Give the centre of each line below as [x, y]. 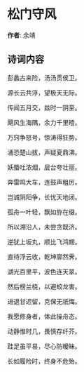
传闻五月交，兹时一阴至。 [44, 107]
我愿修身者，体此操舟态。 [44, 316]
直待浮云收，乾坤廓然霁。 [44, 256]
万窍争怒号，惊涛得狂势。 [44, 137]
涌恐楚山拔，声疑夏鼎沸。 [44, 152]
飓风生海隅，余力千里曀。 [44, 122]
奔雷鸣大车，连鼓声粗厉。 [44, 182]
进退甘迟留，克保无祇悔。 [44, 301]
